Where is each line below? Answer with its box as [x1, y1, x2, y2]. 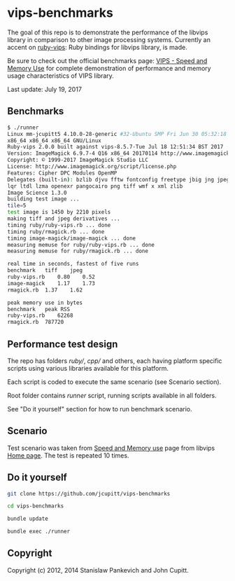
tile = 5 [7, 202, 27, 210]
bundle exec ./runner [7, 528, 71, 535]
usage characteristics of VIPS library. [7, 71, 114, 80]
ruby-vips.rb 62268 [7, 312, 73, 320]
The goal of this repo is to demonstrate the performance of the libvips [7, 28, 208, 36]
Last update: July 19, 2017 [7, 85, 83, 93]
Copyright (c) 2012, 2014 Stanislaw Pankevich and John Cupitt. [7, 566, 189, 574]
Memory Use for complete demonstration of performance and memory [7, 64, 211, 72]
